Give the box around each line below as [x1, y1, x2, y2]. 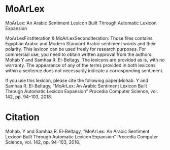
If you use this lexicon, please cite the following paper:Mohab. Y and [5, 77, 149, 83]
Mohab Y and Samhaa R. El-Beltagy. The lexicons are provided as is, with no [5, 56, 165, 63]
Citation [5, 111, 40, 123]
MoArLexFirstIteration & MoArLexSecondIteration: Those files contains [5, 35, 153, 41]
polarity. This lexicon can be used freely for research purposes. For [5, 46, 146, 52]
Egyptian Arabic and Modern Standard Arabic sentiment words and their [5, 40, 156, 46]
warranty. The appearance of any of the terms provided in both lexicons [5, 62, 156, 68]
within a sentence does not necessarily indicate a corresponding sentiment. [5, 67, 164, 74]
